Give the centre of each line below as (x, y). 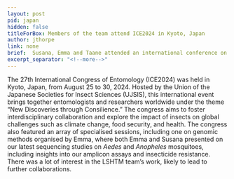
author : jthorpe (31, 40)
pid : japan (23, 20)
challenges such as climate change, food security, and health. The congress (117, 124)
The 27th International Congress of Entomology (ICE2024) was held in (109, 79)
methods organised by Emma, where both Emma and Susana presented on (115, 139)
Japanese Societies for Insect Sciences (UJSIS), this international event (111, 94)
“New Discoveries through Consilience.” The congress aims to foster (106, 109)
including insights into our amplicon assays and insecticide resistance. (109, 154)
